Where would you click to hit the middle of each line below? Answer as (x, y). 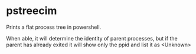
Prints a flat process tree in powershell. (54, 27)
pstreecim (32, 11)
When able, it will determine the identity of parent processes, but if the (92, 38)
